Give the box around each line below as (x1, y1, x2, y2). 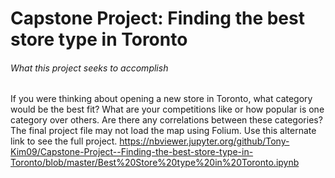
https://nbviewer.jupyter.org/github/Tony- (119, 135, 290, 147)
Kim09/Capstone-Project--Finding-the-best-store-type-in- (10, 146, 254, 158)
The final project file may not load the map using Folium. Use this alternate (10, 125, 317, 137)
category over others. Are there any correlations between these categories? (10, 114, 323, 126)
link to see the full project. (10, 135, 118, 147)
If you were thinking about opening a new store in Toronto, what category (10, 93, 313, 105)
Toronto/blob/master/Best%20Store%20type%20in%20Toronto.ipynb (10, 157, 300, 169)
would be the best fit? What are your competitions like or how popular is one (10, 103, 325, 116)
